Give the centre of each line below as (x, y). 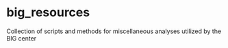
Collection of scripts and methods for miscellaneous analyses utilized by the (114, 31)
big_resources (48, 13)
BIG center (22, 38)
